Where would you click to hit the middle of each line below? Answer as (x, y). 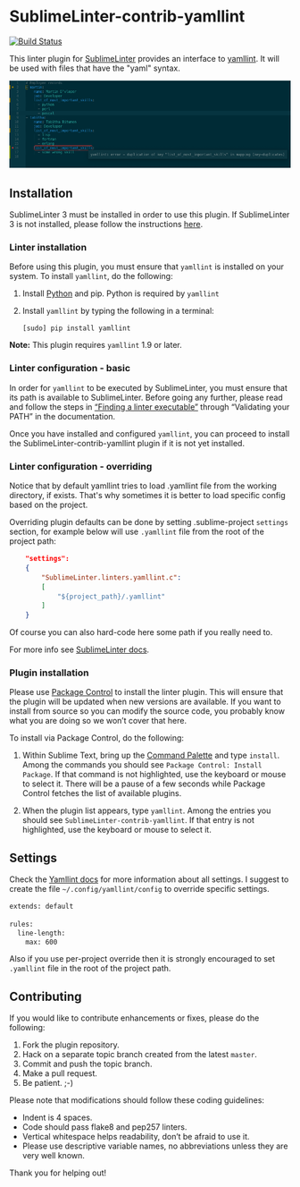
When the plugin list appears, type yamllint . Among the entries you (146, 810)
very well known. (53, 1156)
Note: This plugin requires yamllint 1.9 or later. (96, 345)
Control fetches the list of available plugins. (102, 793)
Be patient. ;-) (48, 1083)
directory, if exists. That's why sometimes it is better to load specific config (147, 496)
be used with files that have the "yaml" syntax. (95, 68)
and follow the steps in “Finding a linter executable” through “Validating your (150, 407)
